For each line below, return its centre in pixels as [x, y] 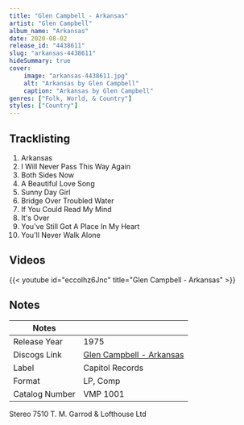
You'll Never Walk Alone [61, 235]
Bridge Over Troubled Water [68, 200]
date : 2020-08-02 [38, 38]
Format [27, 381]
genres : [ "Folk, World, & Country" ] [70, 98]
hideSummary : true [40, 61]
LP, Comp [102, 381]
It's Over [35, 218]
